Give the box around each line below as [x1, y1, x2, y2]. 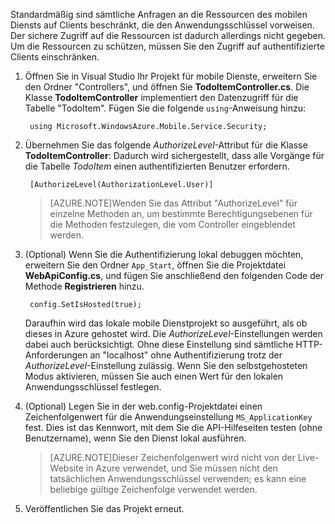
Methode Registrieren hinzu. [24, 280, 145, 292]
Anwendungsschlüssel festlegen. [24, 381, 162, 393]
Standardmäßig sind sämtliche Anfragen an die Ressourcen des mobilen [10, 9, 308, 20]
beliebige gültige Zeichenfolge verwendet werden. [49, 484, 258, 495]
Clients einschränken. [10, 51, 100, 63]
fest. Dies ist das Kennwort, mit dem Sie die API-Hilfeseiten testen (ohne [24, 422, 323, 433]
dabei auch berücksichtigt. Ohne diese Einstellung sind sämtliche [24, 339, 294, 350]
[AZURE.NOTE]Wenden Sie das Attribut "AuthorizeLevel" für [49, 197, 298, 209]
